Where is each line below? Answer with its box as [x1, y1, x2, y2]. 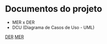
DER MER [5, 34, 24, 40]
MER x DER [12, 19, 35, 25]
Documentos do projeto [5, 3, 102, 15]
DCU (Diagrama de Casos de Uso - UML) [12, 24, 95, 30]
